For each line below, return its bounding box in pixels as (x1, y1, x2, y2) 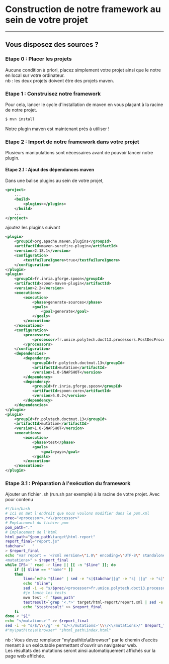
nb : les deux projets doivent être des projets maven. (5, 77, 114, 83)
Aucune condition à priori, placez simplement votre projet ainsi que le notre (5, 67, 161, 73)
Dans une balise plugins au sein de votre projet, (5, 177, 104, 184)
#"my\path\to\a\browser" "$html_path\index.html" (5, 628, 112, 633)
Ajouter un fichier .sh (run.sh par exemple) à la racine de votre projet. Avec (5, 491, 160, 497)
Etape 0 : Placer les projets (5, 55, 72, 62)
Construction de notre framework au (5, 4, 161, 15)
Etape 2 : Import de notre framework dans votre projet (5, 138, 139, 145)
